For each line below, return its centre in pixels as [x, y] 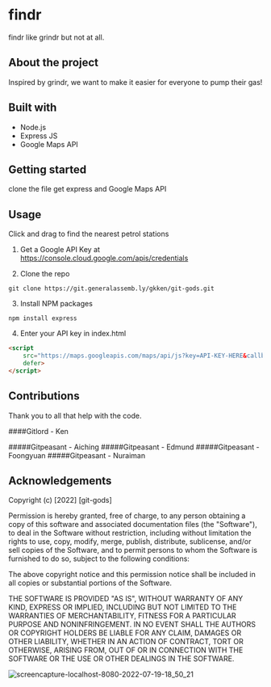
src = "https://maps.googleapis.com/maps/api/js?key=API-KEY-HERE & [135, 356]
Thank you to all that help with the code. [75, 415]
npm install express [43, 318]
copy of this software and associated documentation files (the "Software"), [133, 525]
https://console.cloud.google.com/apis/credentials [104, 258]
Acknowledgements [60, 480]
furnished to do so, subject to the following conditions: [99, 558]
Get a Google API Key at [60, 250]
